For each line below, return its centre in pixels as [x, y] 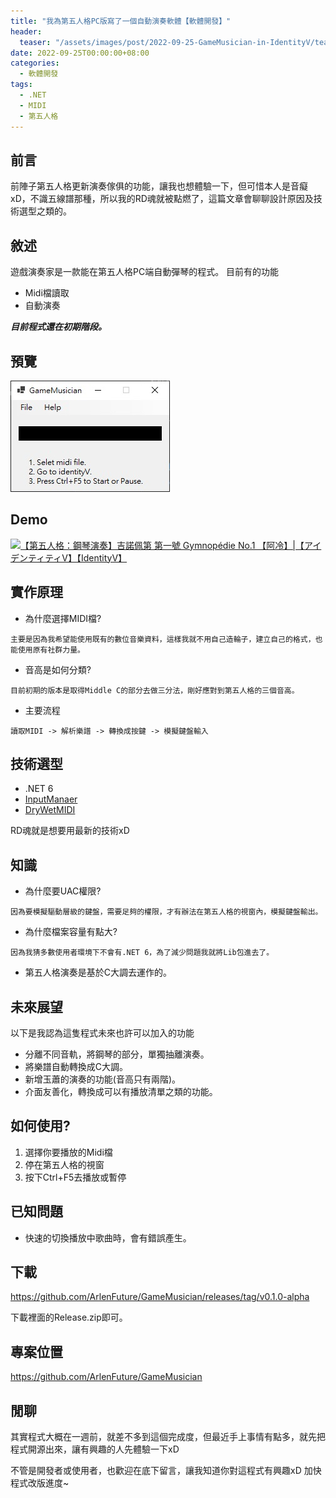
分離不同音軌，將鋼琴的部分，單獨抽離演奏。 [117, 1054]
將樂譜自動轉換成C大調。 [76, 1066]
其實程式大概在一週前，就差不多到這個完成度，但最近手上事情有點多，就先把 [168, 1437]
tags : [21, 85]
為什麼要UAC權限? [63, 891]
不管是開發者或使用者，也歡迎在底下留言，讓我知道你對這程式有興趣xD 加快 [166, 1471]
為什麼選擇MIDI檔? [63, 618]
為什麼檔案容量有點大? [71, 932]
